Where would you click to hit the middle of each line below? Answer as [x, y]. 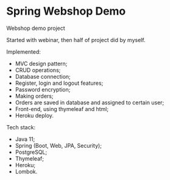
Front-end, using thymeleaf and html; [62, 109]
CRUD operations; [38, 70]
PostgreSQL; [31, 152]
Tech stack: [21, 127]
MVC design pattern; [41, 63]
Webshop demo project [36, 28]
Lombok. [26, 171]
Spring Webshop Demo [66, 11]
